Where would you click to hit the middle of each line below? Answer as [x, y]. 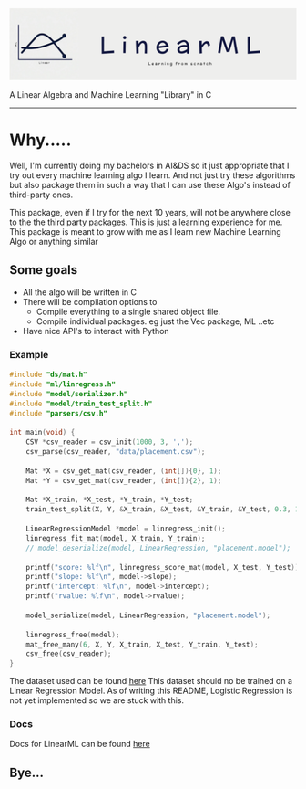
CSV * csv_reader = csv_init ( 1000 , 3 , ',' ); [110, 442]
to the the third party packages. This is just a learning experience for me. [146, 222]
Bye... [26, 772]
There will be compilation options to [90, 301]
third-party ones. [41, 195]
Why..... [41, 140]
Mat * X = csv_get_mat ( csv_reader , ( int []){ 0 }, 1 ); [124, 471]
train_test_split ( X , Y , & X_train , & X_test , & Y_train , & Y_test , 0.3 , [158, 510]
